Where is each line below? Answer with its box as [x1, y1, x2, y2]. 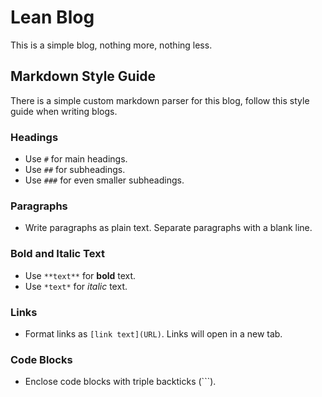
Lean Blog [10, 6, 95, 29]
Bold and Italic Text [10, 247, 105, 261]
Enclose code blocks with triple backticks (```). [24, 376, 217, 388]
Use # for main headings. [24, 153, 128, 165]
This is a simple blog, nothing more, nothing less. [10, 39, 213, 51]
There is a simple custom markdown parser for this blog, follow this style [10, 94, 310, 106]
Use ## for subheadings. [24, 164, 126, 176]
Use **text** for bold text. [24, 269, 137, 281]
